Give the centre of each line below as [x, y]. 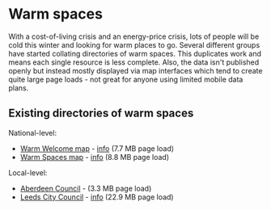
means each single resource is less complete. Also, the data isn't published [134, 62]
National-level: [33, 132]
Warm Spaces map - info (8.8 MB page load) [95, 157]
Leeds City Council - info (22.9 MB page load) [97, 197]
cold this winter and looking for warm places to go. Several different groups [134, 44]
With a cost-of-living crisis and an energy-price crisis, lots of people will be [134, 36]
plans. [19, 88]
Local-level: [28, 172]
